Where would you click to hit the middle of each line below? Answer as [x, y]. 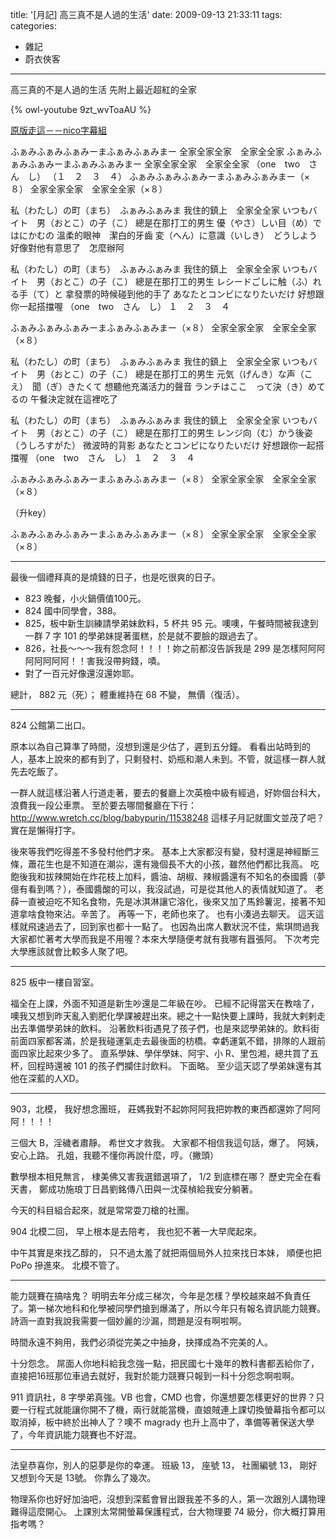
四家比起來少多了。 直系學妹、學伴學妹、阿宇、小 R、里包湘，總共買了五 [168, 1053]
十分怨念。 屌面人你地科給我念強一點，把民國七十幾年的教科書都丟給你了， [165, 1363]
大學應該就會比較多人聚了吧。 [71, 951]
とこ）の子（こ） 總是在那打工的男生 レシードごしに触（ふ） [187, 281]
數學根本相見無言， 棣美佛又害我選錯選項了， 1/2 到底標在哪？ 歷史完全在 [161, 1176]
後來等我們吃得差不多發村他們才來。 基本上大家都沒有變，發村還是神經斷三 [165, 851]
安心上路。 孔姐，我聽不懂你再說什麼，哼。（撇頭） [114, 1155]
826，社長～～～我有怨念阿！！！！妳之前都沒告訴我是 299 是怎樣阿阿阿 [175, 648]
